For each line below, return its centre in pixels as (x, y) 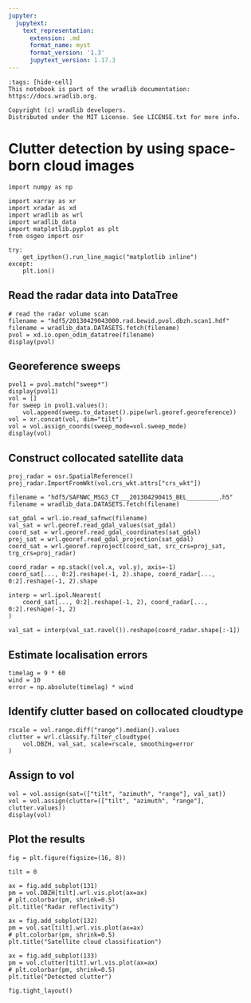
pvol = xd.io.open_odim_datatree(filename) (82, 335)
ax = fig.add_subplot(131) (53, 886)
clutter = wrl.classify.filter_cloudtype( (80, 737)
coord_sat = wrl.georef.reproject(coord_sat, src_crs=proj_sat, (117, 547)
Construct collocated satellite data (96, 458)
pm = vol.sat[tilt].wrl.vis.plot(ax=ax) (76, 928)
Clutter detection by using (96, 149)
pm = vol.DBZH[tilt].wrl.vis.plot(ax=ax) (78, 893)
